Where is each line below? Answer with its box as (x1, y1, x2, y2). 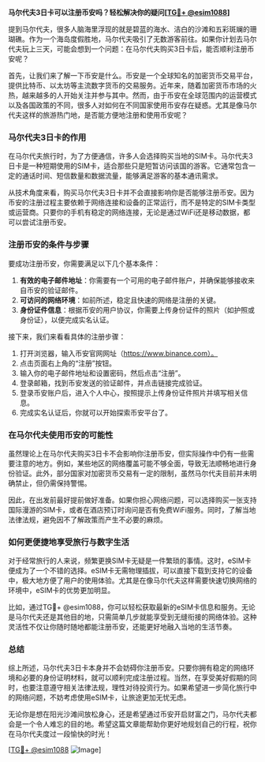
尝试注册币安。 (21, 217, 71, 227)
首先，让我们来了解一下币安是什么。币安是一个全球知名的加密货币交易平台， (8, 71, 257, 80)
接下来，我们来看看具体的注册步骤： (8, 332, 126, 341)
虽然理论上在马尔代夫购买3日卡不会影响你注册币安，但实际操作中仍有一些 (8, 449, 248, 458)
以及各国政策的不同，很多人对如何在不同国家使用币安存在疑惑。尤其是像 (8, 100, 243, 110)
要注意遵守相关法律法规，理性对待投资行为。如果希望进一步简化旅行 (28, 683, 250, 693)
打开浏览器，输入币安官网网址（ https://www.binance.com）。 (19, 348, 218, 358)
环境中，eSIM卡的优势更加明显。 (8, 586, 115, 595)
